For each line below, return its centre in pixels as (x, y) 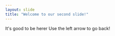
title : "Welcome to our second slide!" (47, 14)
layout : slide (20, 10)
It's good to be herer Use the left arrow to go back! (58, 28)
